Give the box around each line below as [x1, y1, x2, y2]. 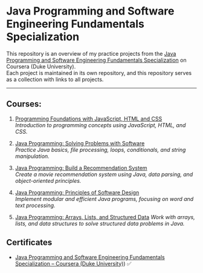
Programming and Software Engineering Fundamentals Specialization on [6, 56, 187, 64]
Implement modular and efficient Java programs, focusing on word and [14, 195, 194, 202]
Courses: [6, 99, 42, 110]
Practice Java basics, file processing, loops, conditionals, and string [14, 146, 186, 153]
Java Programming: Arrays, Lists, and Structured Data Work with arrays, [14, 213, 195, 220]
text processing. [14, 202, 56, 209]
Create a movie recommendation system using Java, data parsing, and [14, 171, 193, 178]
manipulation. [14, 153, 50, 160]
